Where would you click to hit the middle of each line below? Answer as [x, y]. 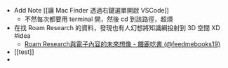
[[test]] [24, 52]
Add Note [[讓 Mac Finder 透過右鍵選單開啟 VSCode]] [92, 10]
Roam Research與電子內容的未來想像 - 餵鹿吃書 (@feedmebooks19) [122, 44]
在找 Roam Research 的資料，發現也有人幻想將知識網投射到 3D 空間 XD [117, 28]
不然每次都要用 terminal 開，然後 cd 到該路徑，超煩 [99, 19]
